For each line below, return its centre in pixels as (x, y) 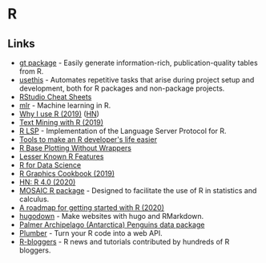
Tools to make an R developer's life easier (88, 140)
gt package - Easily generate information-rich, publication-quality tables (138, 63)
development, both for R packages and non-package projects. (122, 88)
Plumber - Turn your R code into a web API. (91, 233)
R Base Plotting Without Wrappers (75, 148)
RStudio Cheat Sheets (55, 97)
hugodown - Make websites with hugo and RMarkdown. (111, 216)
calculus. (34, 199)
